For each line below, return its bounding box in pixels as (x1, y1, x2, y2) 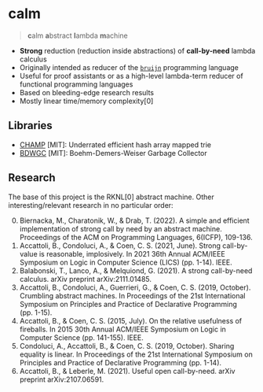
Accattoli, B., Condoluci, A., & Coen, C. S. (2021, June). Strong (19, 241, 221, 250)
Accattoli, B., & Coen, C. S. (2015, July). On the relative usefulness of (19, 316, 243, 325)
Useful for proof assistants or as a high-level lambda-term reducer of (19, 71, 243, 80)
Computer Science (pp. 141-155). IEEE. (19, 332, 144, 342)
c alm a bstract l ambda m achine (27, 31, 128, 40)
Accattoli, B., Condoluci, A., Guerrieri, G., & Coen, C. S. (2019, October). (19, 283, 251, 292)
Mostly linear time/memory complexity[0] (19, 96, 154, 105)
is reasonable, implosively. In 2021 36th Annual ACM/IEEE (38, 249, 225, 258)
